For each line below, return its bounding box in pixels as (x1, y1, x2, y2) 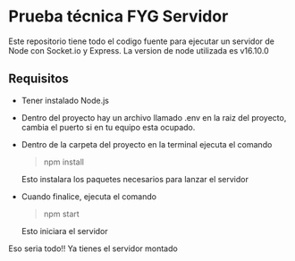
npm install (43, 156, 84, 167)
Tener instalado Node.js (21, 95, 109, 105)
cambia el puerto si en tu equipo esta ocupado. (21, 122, 196, 132)
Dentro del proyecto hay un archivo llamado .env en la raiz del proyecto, (21, 112, 287, 122)
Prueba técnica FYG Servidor (8, 6, 229, 27)
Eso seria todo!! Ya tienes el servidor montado (8, 243, 178, 254)
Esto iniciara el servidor (21, 225, 108, 236)
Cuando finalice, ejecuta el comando (21, 190, 157, 202)
